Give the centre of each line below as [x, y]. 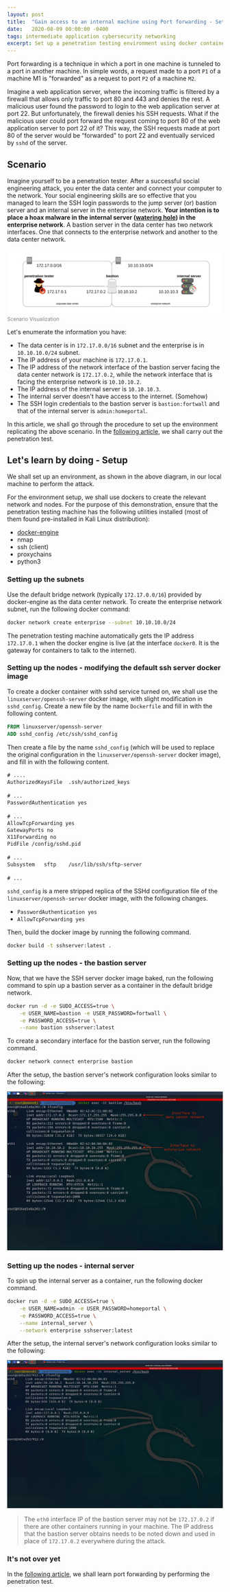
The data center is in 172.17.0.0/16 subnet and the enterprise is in [111, 345]
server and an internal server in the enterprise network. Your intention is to [113, 210]
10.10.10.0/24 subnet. [49, 352]
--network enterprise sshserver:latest [76, 1330]
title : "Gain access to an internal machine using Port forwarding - [110, 22]
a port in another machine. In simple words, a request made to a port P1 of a [114, 71]
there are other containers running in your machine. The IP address [118, 1527]
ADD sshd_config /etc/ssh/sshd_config [62, 734]
